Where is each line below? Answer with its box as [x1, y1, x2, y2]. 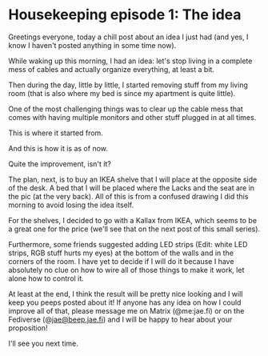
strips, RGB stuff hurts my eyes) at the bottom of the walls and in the [8, 248, 234, 258]
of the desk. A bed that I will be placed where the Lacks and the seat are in [8, 182, 254, 193]
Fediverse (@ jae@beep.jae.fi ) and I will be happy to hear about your [8, 314, 233, 324]
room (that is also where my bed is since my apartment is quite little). [8, 88, 236, 98]
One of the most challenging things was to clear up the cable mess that [8, 104, 244, 114]
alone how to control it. [8, 274, 84, 283]
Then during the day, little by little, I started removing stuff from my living [8, 80, 248, 90]
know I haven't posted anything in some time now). [8, 40, 177, 50]
